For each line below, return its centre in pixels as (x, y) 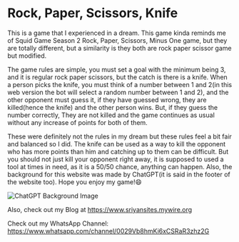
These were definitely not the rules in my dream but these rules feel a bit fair (119, 136)
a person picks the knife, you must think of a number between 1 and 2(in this (120, 84)
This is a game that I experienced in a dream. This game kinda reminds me (117, 33)
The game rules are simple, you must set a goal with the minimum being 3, (117, 69)
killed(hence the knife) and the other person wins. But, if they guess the (113, 107)
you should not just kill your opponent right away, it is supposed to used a (116, 159)
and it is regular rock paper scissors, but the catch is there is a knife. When (118, 77)
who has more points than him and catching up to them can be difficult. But (118, 151)
